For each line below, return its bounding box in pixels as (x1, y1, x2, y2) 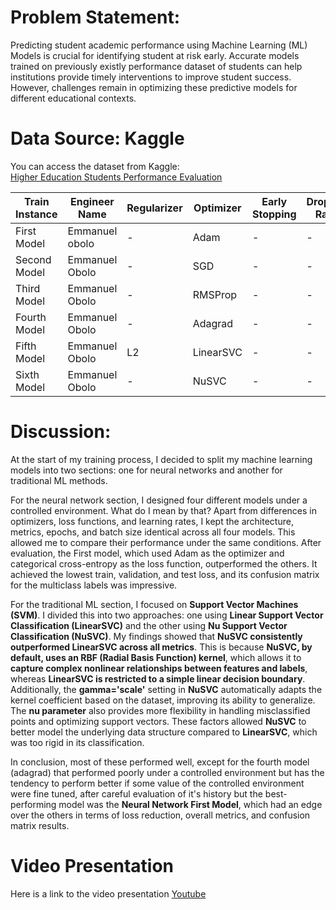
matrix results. (10, 819, 70, 831)
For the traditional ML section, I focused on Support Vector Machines (10, 598, 299, 610)
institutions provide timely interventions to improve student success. (10, 71, 292, 83)
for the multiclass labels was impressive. (10, 579, 178, 591)
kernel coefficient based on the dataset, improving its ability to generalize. (10, 694, 316, 706)
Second (15, 252, 52, 266)
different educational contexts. (10, 92, 137, 104)
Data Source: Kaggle (10, 127, 185, 150)
